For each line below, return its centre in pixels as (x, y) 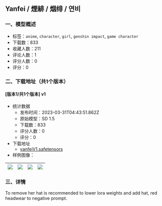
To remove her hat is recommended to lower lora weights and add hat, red (81, 193)
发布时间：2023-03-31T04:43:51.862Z (60, 112)
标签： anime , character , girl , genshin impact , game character (75, 36)
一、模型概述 (21, 24)
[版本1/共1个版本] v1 (25, 94)
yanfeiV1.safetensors (41, 149)
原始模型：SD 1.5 (37, 118)
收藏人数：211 (26, 48)
